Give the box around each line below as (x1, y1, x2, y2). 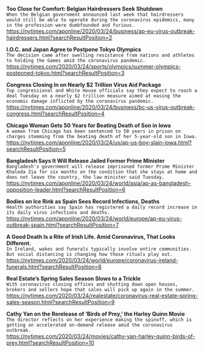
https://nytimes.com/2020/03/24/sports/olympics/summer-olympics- (6, 63, 181, 70)
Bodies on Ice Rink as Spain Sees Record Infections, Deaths (6, 198, 160, 205)
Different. (6, 240, 32, 247)
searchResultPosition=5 (6, 145, 66, 153)
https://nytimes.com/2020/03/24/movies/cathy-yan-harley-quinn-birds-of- (6, 333, 195, 340)
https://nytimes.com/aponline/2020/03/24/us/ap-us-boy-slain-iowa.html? (6, 139, 192, 146)
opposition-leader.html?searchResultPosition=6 (6, 186, 126, 193)
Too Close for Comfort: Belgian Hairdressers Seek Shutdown (6, 5, 163, 12)
